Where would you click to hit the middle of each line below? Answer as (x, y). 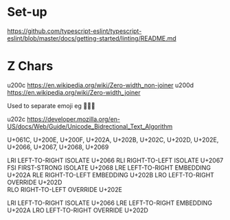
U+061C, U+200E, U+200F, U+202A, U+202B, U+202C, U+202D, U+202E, (113, 140)
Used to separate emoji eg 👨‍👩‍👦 (51, 106)
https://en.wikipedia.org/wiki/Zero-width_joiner (74, 92)
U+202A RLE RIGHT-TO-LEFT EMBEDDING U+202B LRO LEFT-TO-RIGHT (111, 175)
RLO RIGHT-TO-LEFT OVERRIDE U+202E (65, 189)
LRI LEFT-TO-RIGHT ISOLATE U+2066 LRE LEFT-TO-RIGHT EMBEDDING (110, 203)
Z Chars (30, 66)
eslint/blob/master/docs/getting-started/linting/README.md (92, 38)
